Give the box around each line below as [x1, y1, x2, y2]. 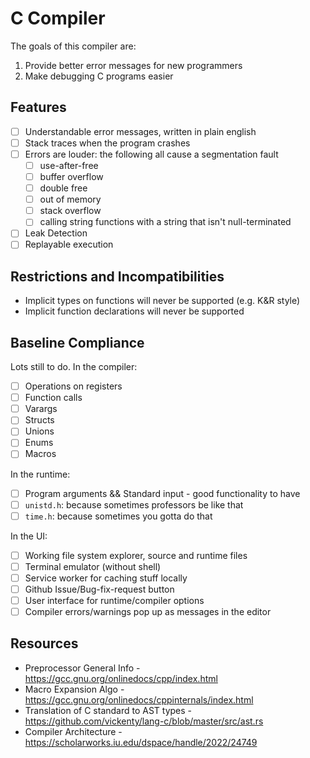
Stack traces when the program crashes [24, 137, 191, 149]
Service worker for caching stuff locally [24, 572, 188, 584]
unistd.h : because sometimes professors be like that [24, 498, 244, 511]
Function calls [24, 392, 83, 404]
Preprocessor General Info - [24, 662, 141, 674]
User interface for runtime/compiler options [24, 594, 205, 606]
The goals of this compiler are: [10, 40, 137, 52]
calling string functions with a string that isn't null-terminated [39, 216, 292, 228]
